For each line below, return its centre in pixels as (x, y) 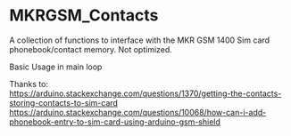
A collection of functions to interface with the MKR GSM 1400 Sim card (140, 40)
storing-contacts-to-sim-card (64, 102)
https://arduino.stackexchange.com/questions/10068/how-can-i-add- (138, 112)
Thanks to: (29, 84)
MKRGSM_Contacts (84, 16)
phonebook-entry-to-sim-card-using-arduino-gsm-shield (115, 122)
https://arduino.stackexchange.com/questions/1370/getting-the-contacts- (145, 93)
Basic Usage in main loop (56, 67)
